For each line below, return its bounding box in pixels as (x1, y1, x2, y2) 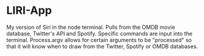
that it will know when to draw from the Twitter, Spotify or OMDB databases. (6, 43, 198, 50)
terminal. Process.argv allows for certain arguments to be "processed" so (6, 36, 192, 43)
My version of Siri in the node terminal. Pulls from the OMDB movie (6, 23, 176, 31)
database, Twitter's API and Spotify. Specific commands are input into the (6, 30, 193, 37)
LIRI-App (6, 4, 52, 17)
